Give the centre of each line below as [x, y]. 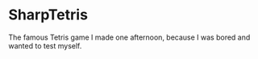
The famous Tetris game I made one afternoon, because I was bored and [129, 37]
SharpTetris [48, 15]
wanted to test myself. [45, 45]
